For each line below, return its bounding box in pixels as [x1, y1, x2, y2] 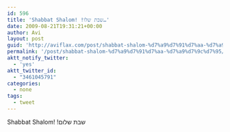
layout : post [7, 36, 44, 42]
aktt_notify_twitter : [7, 55, 69, 62]
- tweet [13, 99, 36, 106]
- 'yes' [13, 61, 36, 68]
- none [13, 86, 32, 93]
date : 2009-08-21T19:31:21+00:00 [7, 23, 103, 29]
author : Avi [7, 29, 41, 36]
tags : [7, 93, 23, 100]
